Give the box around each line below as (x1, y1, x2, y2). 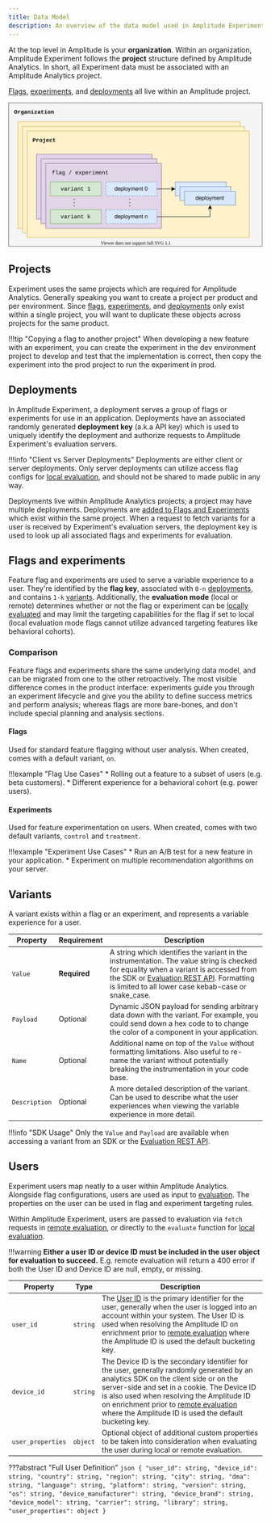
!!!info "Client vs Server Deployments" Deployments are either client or (8, 454, 244, 464)
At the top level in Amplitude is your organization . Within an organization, (8, 44, 252, 54)
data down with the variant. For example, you (110, 1010, 259, 1019)
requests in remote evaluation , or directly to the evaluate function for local (8, 1222, 256, 1232)
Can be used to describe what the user (110, 1092, 239, 1103)
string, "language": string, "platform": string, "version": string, (8, 1482, 248, 1490)
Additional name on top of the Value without (110, 1039, 255, 1048)
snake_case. (110, 990, 151, 1000)
